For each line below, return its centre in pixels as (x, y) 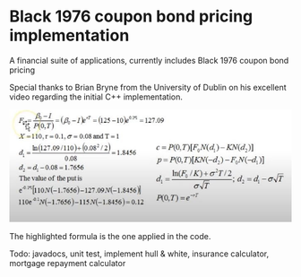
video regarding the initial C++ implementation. (96, 97)
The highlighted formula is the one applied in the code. (110, 236)
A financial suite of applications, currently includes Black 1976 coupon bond (149, 60)
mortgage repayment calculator (68, 263)
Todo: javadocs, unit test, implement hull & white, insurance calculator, (139, 254)
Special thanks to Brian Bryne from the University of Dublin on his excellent (148, 87)
